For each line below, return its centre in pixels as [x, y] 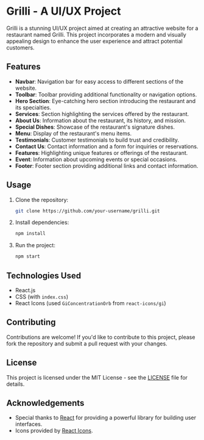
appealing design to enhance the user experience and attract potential [94, 41]
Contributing [31, 323]
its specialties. [33, 107]
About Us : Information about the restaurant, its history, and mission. [100, 120]
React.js [25, 290]
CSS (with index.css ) [42, 297]
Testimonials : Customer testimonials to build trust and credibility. [97, 140]
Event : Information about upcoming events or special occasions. [96, 159]
